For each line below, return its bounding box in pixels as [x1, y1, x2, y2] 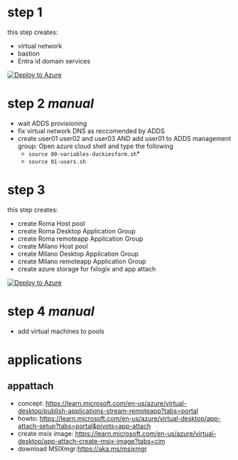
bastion [17, 49, 40, 58]
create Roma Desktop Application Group [17, 226, 136, 235]
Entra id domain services [17, 56, 91, 65]
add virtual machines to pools [17, 327, 105, 335]
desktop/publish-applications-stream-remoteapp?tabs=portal [17, 407, 199, 415]
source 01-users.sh [28, 158, 87, 165]
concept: [17, 399, 44, 407]
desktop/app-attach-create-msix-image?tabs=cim [17, 437, 166, 445]
